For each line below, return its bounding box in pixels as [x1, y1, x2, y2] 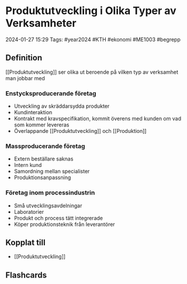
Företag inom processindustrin [5, 189, 95, 197]
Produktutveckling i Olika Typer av [5, 4, 176, 18]
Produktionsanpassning [13, 174, 71, 181]
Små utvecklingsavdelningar [13, 202, 82, 209]
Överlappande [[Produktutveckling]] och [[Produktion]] [13, 128, 147, 135]
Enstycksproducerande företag [5, 89, 97, 97]
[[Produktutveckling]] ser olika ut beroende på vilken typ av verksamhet [5, 69, 179, 76]
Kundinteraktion [13, 109, 53, 116]
